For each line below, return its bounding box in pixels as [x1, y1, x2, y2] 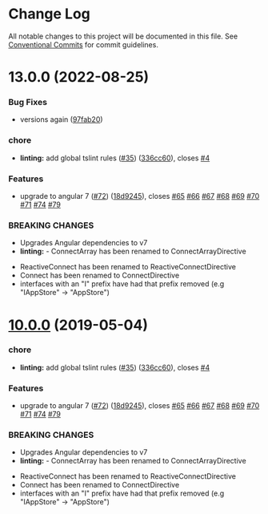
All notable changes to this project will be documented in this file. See [8, 31, 238, 41]
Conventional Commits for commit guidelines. [8, 39, 158, 49]
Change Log [8, 5, 90, 23]
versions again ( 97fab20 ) [19, 115, 103, 124]
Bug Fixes [8, 97, 48, 108]
